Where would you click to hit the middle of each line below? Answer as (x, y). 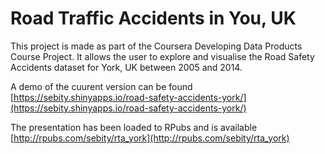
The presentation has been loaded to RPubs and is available (134, 127)
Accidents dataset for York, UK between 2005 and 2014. (126, 67)
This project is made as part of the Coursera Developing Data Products (156, 46)
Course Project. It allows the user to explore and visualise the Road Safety (162, 56)
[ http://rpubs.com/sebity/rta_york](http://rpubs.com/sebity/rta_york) (150, 138)
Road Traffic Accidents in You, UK (153, 18)
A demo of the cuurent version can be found (101, 86)
